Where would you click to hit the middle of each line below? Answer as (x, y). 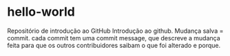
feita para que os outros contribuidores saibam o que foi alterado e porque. (114, 45)
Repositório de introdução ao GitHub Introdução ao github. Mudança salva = (115, 31)
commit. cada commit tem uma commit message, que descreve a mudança (114, 38)
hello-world (41, 12)
